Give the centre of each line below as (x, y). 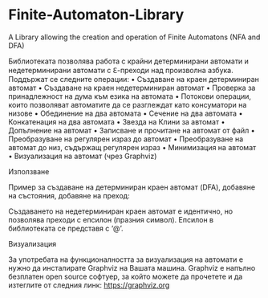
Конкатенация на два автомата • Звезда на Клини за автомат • (117, 121)
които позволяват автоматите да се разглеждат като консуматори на (128, 104)
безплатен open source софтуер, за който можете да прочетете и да (126, 276)
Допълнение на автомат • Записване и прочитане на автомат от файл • (132, 130)
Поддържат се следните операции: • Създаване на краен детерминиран (134, 79)
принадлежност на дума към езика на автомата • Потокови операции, (130, 96)
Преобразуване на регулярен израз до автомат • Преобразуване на (126, 139)
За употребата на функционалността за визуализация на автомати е (126, 259)
